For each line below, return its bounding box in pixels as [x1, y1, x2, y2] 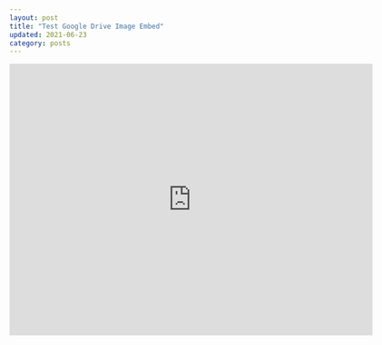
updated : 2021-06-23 [9, 30, 88, 39]
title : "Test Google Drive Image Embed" [9, 22, 165, 31]
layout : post [9, 13, 59, 23]
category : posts [9, 38, 71, 48]
